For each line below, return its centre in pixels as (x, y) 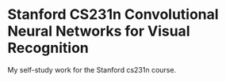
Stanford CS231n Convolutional (113, 15)
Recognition (48, 48)
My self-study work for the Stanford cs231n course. (92, 69)
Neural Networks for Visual (99, 31)
